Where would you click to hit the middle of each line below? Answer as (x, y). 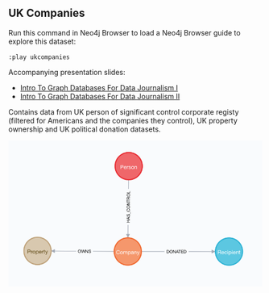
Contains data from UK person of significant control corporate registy (124, 111)
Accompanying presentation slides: (67, 72)
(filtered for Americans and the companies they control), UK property (123, 120)
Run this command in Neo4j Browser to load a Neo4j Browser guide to (124, 32)
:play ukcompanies (39, 57)
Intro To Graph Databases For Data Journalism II (100, 96)
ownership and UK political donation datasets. (85, 129)
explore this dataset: (42, 41)
